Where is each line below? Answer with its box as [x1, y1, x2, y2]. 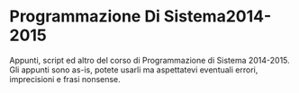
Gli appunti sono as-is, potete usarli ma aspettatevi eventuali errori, [9, 64, 258, 75]
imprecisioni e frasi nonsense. [9, 73, 122, 84]
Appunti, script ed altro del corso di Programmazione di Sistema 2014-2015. [9, 55, 290, 65]
